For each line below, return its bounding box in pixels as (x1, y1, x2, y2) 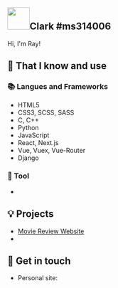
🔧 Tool (7, 171, 30, 181)
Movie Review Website (17, 227, 85, 235)
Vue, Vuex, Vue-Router (17, 146, 86, 154)
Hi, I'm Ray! (7, 39, 41, 48)
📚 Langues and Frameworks (7, 82, 109, 92)
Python (17, 123, 39, 132)
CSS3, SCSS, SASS (17, 108, 75, 117)
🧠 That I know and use (7, 60, 107, 72)
